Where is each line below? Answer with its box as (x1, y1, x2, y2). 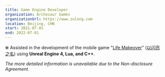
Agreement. (5, 66, 29, 72)
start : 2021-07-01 (5, 26, 43, 31)
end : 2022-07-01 (5, 30, 39, 35)
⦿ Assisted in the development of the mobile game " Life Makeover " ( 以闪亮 (5, 45, 160, 50)
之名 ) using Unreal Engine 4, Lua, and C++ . (5, 51, 95, 57)
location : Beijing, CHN (5, 21, 55, 26)
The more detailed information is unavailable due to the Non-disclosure (5, 61, 153, 67)
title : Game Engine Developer (5, 7, 68, 12)
